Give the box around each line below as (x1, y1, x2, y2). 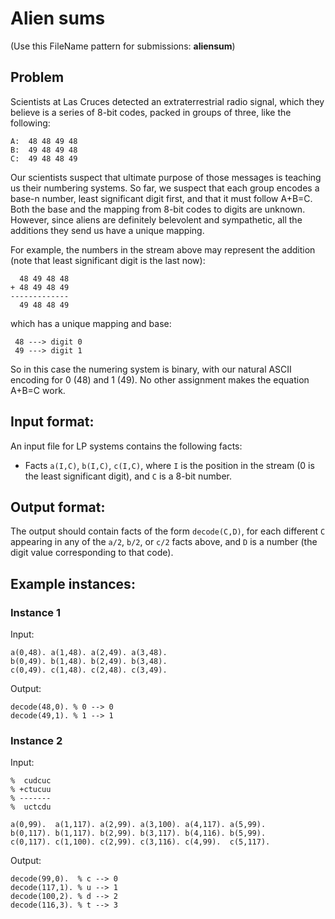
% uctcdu (10, 802, 52, 812)
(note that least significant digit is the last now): (10, 254, 206, 266)
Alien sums (10, 7, 106, 30)
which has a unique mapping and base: (10, 317, 172, 329)
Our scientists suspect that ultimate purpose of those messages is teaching (10, 171, 322, 183)
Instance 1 (10, 605, 61, 619)
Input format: (10, 413, 95, 431)
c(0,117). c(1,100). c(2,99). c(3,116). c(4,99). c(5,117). (10, 837, 271, 847)
